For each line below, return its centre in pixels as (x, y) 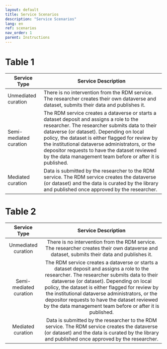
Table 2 (21, 211)
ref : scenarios (21, 28)
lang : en (14, 24)
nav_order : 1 (19, 33)
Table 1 (20, 62)
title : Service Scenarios (32, 14)
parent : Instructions (28, 38)
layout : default (22, 10)
